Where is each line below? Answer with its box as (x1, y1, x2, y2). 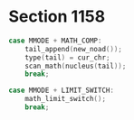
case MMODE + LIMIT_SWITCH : (8, 86, 115, 96)
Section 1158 (8, 6, 106, 27)
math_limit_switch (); (24, 95, 106, 104)
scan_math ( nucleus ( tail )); (24, 61, 127, 70)
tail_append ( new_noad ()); (24, 44, 123, 53)
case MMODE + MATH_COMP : (8, 36, 102, 45)
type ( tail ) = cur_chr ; (24, 52, 110, 62)
